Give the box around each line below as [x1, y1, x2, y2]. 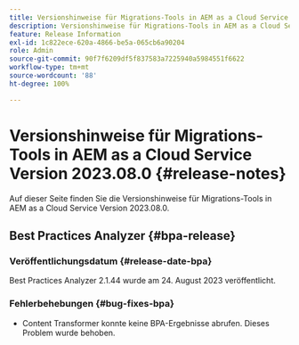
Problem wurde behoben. [21, 327, 116, 338]
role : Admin [9, 46, 53, 55]
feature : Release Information [9, 29, 122, 38]
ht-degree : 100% [9, 79, 69, 88]
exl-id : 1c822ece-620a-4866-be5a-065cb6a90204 [9, 37, 185, 47]
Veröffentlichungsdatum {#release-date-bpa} [9, 255, 213, 267]
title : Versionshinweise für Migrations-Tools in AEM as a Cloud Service [9, 12, 289, 22]
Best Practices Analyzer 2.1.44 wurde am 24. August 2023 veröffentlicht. [9, 275, 276, 286]
